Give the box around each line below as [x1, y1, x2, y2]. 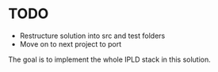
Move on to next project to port [19, 39, 122, 48]
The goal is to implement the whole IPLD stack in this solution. [8, 55, 212, 64]
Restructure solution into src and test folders [19, 31, 166, 40]
